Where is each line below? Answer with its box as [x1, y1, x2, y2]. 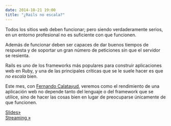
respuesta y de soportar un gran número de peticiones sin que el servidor [5, 47, 161, 53]
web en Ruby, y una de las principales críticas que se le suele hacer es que [5, 67, 163, 74]
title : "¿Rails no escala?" [5, 12, 65, 17]
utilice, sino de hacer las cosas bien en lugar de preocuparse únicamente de [5, 94, 166, 100]
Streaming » [5, 114, 31, 120]
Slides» [5, 109, 21, 115]
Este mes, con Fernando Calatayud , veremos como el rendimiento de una [5, 83, 160, 89]
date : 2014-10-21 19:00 [5, 7, 56, 13]
